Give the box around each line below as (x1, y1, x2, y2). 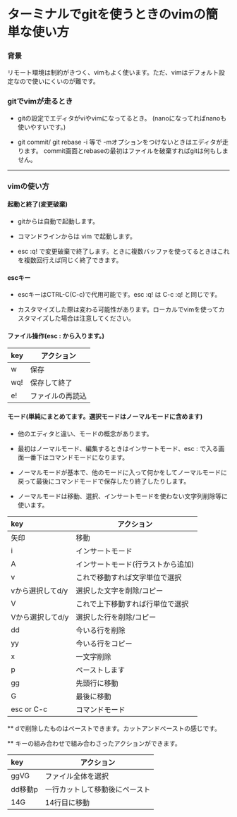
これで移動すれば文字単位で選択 (75, 572, 182, 582)
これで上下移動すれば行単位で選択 (75, 598, 189, 608)
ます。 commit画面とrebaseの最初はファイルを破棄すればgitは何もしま (23, 146, 229, 155)
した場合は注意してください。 (48, 314, 135, 323)
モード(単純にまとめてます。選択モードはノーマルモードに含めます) (7, 412, 203, 420)
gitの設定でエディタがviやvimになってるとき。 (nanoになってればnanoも (17, 113, 227, 122)
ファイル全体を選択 (44, 771, 109, 781)
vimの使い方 (7, 181, 49, 191)
